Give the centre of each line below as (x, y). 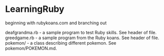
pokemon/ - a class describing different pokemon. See (61, 43)
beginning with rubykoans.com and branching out (56, 23)
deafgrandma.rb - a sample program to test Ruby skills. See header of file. (81, 32)
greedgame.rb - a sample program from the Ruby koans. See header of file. (82, 38)
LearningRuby (35, 9)
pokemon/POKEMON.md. (31, 48)
